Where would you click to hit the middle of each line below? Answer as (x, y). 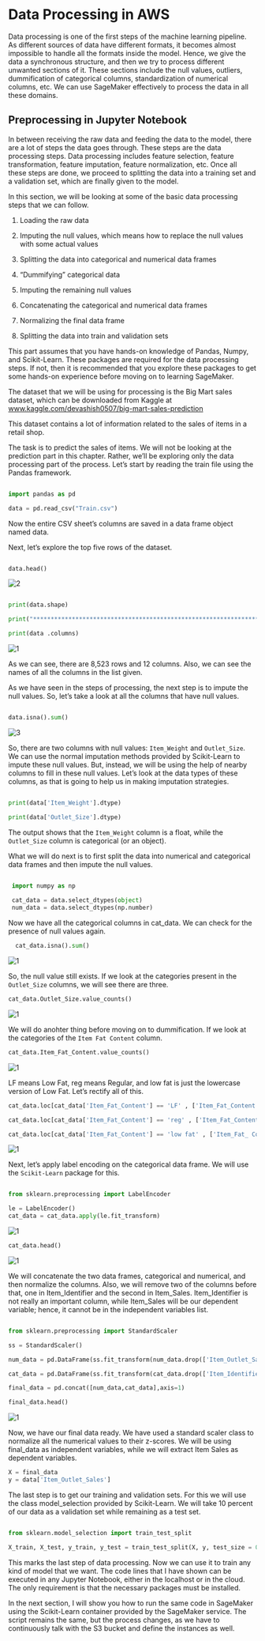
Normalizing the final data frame (72, 320)
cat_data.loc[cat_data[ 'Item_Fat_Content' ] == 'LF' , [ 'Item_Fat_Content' (134, 1105)
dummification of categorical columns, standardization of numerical (118, 78)
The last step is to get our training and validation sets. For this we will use (127, 1495)
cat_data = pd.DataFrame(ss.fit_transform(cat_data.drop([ (107, 1374)
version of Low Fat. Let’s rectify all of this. (76, 1091)
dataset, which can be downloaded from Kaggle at (90, 400)
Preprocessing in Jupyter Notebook (98, 120)
